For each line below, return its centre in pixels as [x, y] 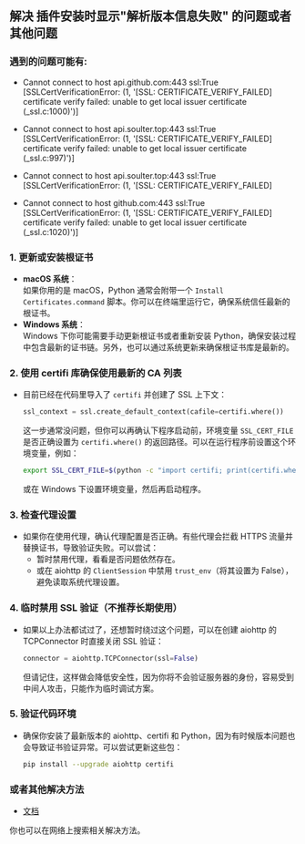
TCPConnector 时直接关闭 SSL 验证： [93, 641]
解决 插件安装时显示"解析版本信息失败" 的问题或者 [151, 16]
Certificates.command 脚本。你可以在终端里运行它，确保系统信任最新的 [156, 301]
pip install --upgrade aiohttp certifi [98, 764]
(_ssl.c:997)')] [49, 158]
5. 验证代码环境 [43, 714]
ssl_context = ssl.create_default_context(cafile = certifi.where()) [153, 412]
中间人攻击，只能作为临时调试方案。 [91, 688]
